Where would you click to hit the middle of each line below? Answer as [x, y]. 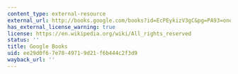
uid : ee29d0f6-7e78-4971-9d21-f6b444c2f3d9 [73, 54]
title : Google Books [38, 47]
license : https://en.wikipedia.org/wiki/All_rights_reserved [100, 33]
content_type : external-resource [57, 14]
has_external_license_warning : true [61, 27]
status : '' [23, 40]
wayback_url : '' [31, 60]
